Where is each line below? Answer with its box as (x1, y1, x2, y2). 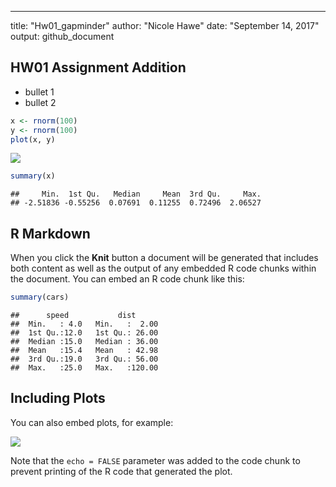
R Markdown (10, 225, 91, 242)
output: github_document (10, 31, 115, 42)
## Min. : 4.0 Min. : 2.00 (10, 319, 159, 329)
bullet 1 (24, 86, 55, 98)
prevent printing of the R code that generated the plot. (10, 465, 233, 477)
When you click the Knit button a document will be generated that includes (10, 252, 319, 264)
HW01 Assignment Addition (10, 59, 187, 76)
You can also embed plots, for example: (10, 416, 174, 428)
